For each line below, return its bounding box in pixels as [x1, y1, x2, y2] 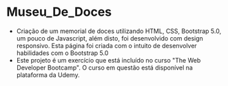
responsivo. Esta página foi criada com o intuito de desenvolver [16, 41, 197, 50]
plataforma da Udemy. [16, 70, 80, 79]
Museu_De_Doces [6, 4, 112, 20]
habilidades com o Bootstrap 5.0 [16, 49, 109, 57]
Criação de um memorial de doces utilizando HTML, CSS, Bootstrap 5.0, [16, 27, 222, 35]
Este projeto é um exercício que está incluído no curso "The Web [16, 56, 201, 64]
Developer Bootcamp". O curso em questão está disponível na [16, 63, 194, 72]
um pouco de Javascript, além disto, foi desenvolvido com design [16, 34, 204, 42]
